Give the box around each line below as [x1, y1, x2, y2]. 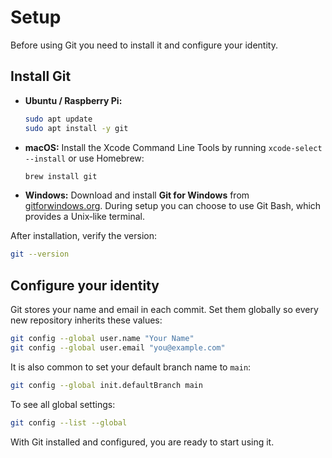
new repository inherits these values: [10, 314, 163, 326]
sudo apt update [24, 114, 93, 124]
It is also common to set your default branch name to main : [10, 361, 252, 373]
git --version [10, 249, 70, 260]
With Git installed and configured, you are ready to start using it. [10, 436, 275, 448]
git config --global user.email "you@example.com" [10, 342, 226, 353]
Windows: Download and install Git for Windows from [24, 189, 250, 201]
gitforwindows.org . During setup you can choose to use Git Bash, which [24, 200, 322, 212]
